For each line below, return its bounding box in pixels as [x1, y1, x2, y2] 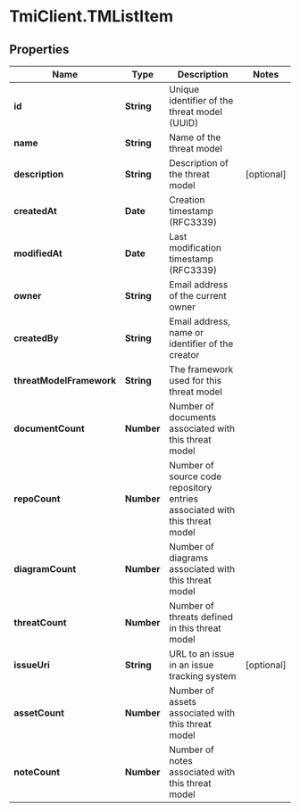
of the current [169, 290, 228, 302]
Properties [9, 42, 70, 57]
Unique [169, 83, 200, 95]
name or [169, 327, 204, 338]
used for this [169, 375, 221, 386]
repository [169, 482, 212, 493]
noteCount [13, 766, 61, 778]
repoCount [13, 493, 61, 505]
